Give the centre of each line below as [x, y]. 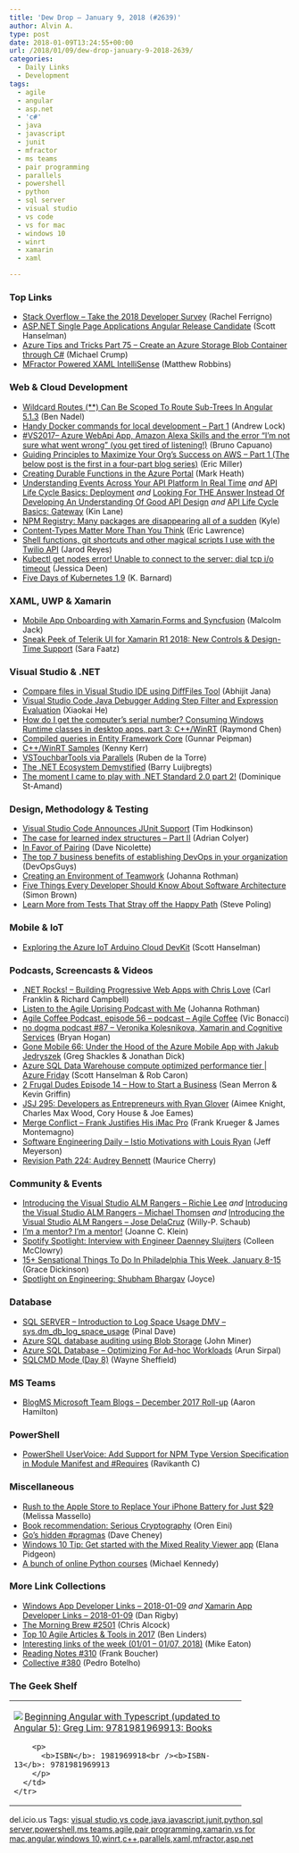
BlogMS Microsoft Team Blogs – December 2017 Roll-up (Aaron [139, 1402]
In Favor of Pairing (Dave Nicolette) [87, 847]
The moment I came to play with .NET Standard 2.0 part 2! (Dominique [151, 777]
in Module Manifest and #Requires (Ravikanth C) [111, 1464]
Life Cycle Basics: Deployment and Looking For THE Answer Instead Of [154, 492]
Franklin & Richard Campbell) [75, 999]
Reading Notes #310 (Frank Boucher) [90, 1653]
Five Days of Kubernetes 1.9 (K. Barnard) [97, 578]
